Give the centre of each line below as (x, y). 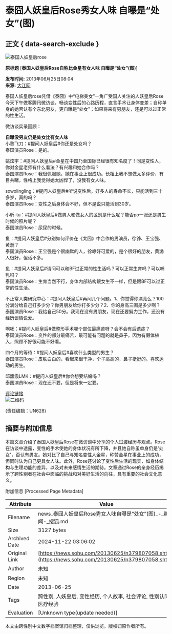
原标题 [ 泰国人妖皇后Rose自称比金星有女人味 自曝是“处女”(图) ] (71, 68)
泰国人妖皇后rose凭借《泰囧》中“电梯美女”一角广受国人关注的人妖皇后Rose (84, 96)
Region (16, 578)
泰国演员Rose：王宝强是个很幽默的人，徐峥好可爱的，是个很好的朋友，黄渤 (84, 251)
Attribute (20, 504)
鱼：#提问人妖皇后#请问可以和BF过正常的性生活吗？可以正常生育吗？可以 (83, 269)
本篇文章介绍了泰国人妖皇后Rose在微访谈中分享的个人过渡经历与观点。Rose (85, 442)
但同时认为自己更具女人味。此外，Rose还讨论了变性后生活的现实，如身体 (82, 461)
